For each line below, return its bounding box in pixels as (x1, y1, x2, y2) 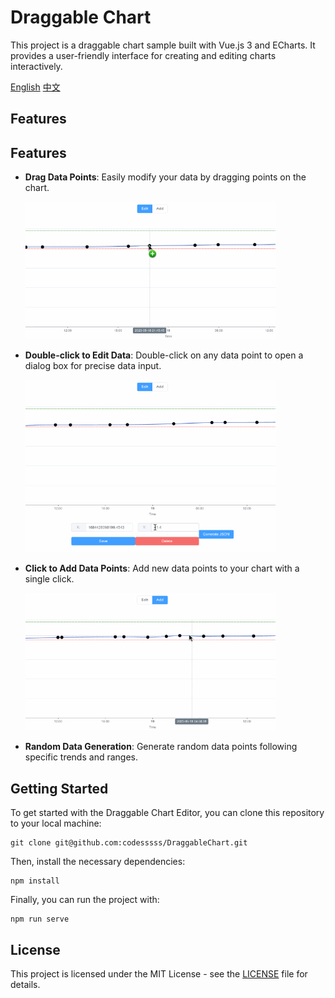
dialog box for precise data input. (24, 359, 162, 371)
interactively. (10, 60, 63, 72)
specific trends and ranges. (24, 751, 138, 763)
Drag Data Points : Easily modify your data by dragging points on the (24, 171, 307, 183)
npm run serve (10, 914, 70, 925)
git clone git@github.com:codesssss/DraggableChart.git (10, 838, 248, 848)
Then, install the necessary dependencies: (10, 856, 186, 868)
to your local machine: (10, 817, 102, 830)
